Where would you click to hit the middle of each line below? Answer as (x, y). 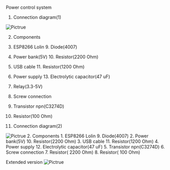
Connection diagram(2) (38, 126)
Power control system (29, 7)
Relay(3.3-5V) (28, 87)
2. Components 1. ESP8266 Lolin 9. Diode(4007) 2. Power (88, 136)
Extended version (24, 162)
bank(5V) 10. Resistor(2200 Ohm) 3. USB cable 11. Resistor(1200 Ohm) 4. (82, 141)
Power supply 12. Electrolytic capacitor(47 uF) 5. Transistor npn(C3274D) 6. (85, 147)
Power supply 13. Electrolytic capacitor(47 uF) (62, 77)
